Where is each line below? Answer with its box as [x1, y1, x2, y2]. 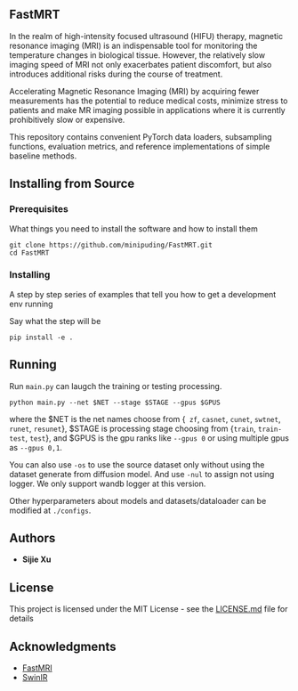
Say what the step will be [9, 315, 101, 326]
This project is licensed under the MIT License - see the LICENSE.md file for [9, 604, 288, 614]
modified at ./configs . [9, 505, 92, 516]
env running [9, 298, 53, 309]
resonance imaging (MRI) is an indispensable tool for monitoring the [9, 40, 258, 51]
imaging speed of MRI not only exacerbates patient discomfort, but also [9, 59, 272, 69]
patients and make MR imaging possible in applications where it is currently [9, 104, 286, 115]
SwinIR [21, 672, 48, 683]
